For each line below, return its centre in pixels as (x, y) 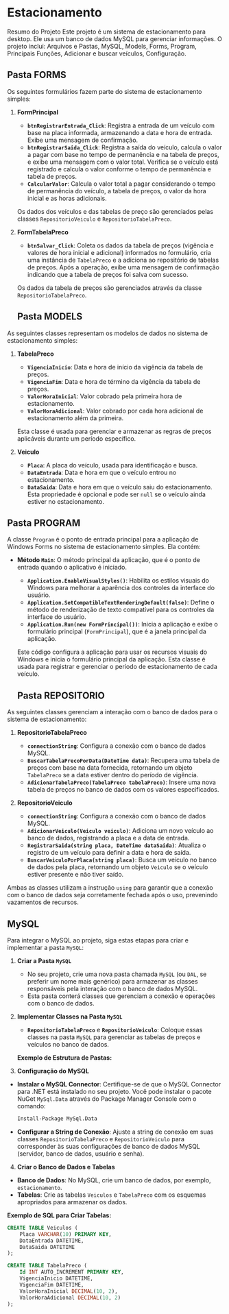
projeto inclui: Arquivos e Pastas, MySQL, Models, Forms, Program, (102, 46)
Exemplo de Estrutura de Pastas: (64, 1058)
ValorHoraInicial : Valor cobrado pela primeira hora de (105, 396)
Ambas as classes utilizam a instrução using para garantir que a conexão (110, 888)
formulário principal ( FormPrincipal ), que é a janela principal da (117, 631)
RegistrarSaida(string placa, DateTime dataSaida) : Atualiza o (117, 845)
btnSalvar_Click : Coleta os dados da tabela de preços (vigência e (120, 245)
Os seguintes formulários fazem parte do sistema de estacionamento (105, 91)
